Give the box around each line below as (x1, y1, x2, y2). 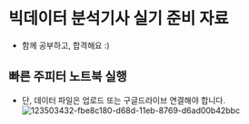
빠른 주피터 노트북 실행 (8, 69, 128, 84)
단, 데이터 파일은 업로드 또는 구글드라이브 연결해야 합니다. (21, 94, 226, 105)
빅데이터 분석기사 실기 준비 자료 (8, 8, 229, 29)
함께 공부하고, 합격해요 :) (21, 40, 110, 51)
